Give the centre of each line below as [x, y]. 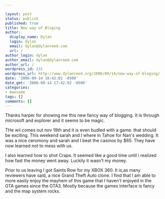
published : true [22, 23]
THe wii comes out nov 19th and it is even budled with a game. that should [81, 130]
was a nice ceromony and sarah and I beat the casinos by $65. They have [80, 141]
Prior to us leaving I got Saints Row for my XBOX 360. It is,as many [73, 170]
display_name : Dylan [31, 37]
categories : [17, 87]
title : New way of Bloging [33, 28]
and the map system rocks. [33, 191]
